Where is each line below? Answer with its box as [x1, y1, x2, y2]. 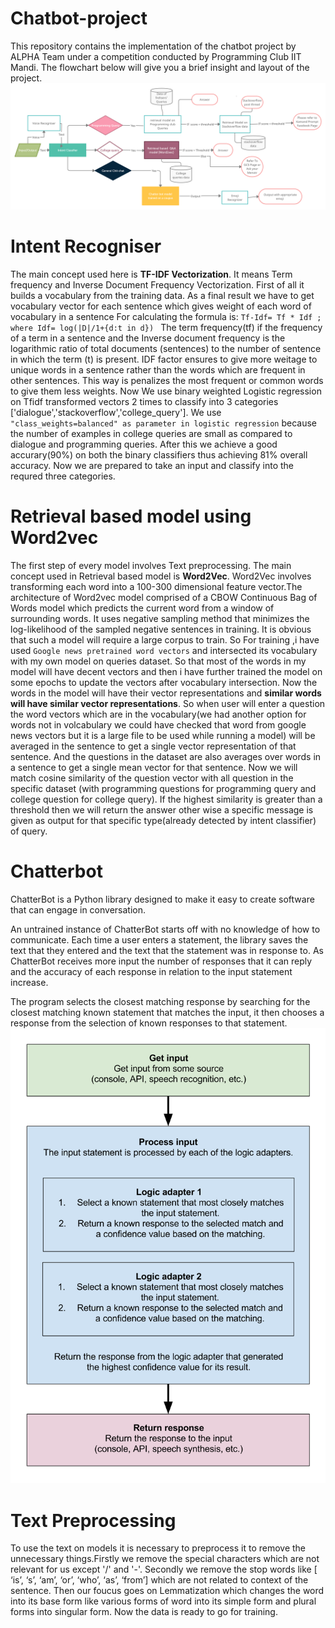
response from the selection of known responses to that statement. [10, 1017, 288, 1029]
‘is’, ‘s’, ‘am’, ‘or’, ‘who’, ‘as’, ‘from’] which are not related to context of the [10, 1574, 309, 1586]
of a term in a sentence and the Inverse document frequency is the [10, 332, 286, 344]
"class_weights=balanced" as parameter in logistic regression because [10, 417, 318, 429]
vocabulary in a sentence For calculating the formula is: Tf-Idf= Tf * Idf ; [10, 310, 322, 322]
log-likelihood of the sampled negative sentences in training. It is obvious [10, 623, 312, 635]
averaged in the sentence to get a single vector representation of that [10, 740, 297, 752]
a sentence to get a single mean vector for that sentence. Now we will [10, 761, 298, 773]
